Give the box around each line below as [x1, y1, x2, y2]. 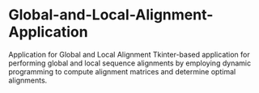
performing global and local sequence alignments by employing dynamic [8, 58, 252, 68]
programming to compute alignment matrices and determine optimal [8, 66, 236, 76]
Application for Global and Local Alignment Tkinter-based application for [8, 49, 251, 59]
